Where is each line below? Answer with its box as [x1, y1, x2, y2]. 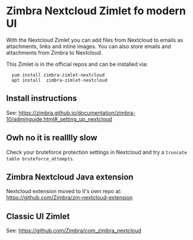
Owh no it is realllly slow [6, 132, 98, 143]
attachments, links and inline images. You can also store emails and [6, 43, 171, 50]
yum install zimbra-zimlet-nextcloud [11, 72, 105, 78]
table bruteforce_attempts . [6, 154, 75, 162]
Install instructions [6, 93, 77, 103]
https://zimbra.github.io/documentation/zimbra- [18, 109, 136, 116]
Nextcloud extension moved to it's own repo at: [6, 188, 122, 195]
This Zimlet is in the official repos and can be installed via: [6, 61, 148, 68]
